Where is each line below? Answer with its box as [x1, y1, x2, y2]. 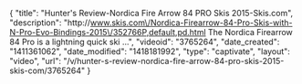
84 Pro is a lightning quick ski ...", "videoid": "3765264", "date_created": [9, 36, 280, 47]
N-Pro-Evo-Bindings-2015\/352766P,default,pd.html [9, 27, 207, 37]
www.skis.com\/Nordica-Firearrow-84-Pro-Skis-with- [89, 17, 293, 28]
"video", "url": [9, 56, 62, 66]
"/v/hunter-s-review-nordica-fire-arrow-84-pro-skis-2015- [63, 56, 285, 66]
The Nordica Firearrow [208, 27, 294, 37]
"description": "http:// [9, 17, 91, 28]
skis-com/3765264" [9, 65, 86, 76]
